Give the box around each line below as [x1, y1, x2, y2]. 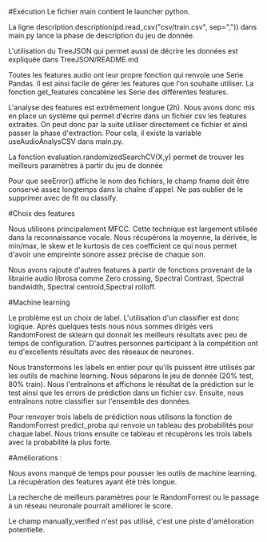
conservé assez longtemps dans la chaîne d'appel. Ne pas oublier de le [8, 185, 244, 194]
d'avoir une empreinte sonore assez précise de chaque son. [8, 249, 206, 259]
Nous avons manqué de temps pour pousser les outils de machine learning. [8, 468, 257, 478]
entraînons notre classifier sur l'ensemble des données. [8, 397, 192, 406]
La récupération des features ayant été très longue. [8, 477, 177, 486]
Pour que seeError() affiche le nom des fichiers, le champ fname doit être [8, 176, 249, 185]
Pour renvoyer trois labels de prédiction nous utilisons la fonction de [8, 412, 233, 421]
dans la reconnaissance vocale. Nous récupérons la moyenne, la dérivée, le [8, 233, 257, 242]
